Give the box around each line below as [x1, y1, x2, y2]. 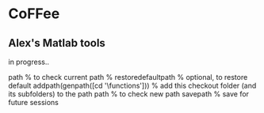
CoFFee [8, 5, 60, 23]
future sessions [8, 98, 59, 107]
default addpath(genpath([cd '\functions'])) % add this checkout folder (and [8, 81, 257, 90]
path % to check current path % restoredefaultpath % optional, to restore [8, 73, 248, 81]
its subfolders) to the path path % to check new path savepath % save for [8, 89, 250, 99]
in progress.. [8, 57, 50, 66]
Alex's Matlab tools [8, 36, 105, 50]
